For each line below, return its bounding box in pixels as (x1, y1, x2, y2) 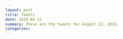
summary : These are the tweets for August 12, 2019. (5, 21, 119, 27)
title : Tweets (5, 12, 35, 17)
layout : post (5, 7, 33, 13)
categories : (5, 26, 30, 31)
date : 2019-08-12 (5, 17, 42, 22)
